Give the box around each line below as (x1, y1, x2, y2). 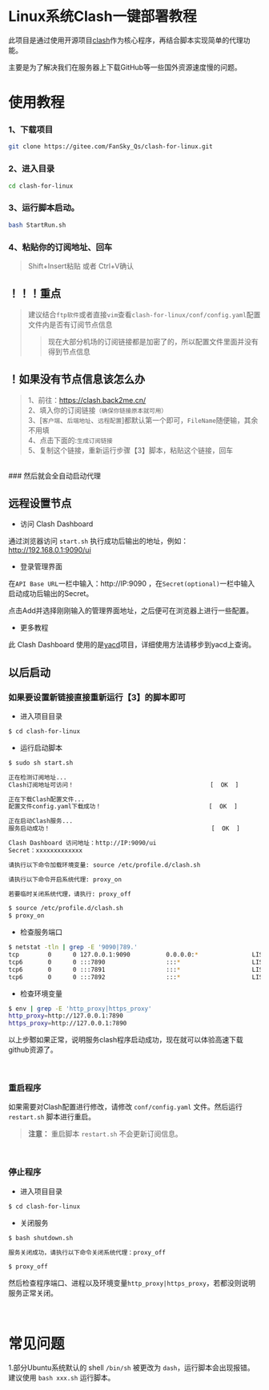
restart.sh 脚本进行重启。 (8, 1112, 96, 1122)
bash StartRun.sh (8, 221, 66, 229)
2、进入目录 (8, 163, 55, 175)
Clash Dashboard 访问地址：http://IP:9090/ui (8, 839, 157, 848)
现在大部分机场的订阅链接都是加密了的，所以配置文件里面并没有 (47, 336, 259, 346)
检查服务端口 (19, 927, 62, 937)
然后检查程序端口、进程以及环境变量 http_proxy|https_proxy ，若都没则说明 (8, 1279, 256, 1288)
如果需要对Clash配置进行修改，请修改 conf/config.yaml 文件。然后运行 (8, 1102, 243, 1112)
